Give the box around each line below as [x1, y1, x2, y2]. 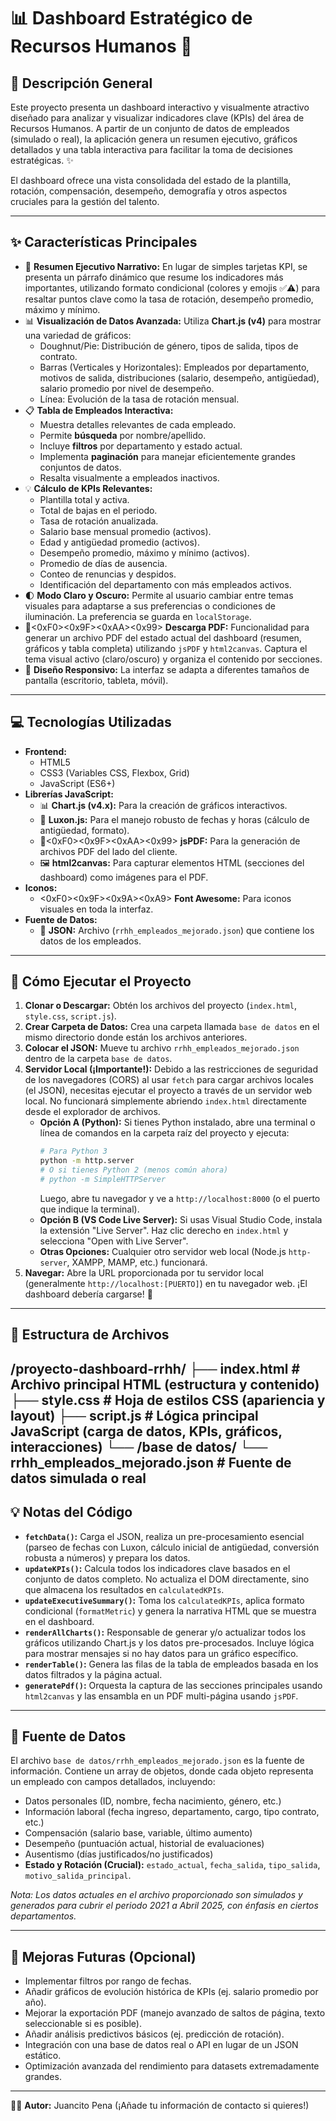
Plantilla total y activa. [39, 493, 130, 505]
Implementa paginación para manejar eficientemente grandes [39, 450, 296, 462]
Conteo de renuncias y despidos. [39, 568, 177, 580]
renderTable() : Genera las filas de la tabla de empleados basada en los [24, 1658, 319, 1670]
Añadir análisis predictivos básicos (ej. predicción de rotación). [24, 2028, 285, 2040]
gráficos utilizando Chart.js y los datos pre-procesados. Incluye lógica [24, 1636, 315, 1649]
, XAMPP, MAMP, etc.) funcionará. [66, 1256, 208, 1268]
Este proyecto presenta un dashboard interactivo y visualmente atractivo [10, 101, 310, 113]
